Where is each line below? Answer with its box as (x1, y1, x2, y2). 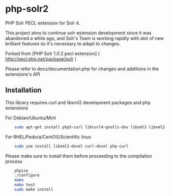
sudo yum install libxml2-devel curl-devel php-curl (14, 144, 129, 149)
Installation (5, 86, 42, 95)
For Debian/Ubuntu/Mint (5, 115, 56, 121)
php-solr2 (5, 3, 49, 15)
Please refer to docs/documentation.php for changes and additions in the (5, 66, 159, 72)
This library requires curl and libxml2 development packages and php (5, 99, 151, 105)
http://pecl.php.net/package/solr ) (5, 55, 77, 62)
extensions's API (5, 71, 41, 77)
